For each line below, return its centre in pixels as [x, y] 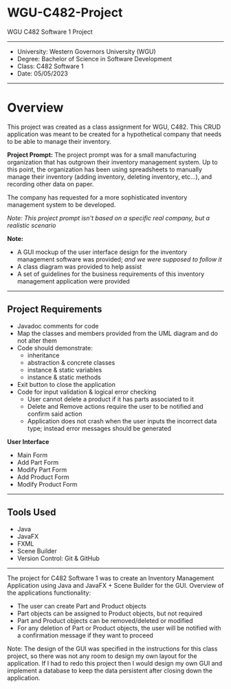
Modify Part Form [42, 469]
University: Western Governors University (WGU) [86, 51]
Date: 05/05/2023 [43, 73]
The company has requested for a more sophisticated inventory [97, 197]
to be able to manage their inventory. [59, 141]
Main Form [32, 455]
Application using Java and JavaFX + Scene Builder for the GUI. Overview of [115, 585]
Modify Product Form [47, 484]
